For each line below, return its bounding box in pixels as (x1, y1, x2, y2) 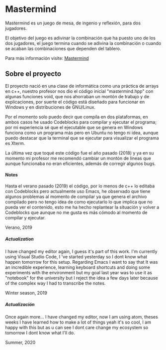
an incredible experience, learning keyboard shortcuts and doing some (5, 264, 150, 270)
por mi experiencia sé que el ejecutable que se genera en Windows (5, 124, 143, 130)
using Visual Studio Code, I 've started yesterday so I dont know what (5, 253, 148, 260)
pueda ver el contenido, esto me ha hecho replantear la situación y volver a (5, 204, 160, 210)
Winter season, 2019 (5, 290, 47, 296)
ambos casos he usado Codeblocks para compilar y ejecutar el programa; (5, 119, 157, 125)
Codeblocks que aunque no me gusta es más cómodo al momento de (5, 209, 148, 215)
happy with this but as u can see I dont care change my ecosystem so (5, 324, 149, 330)
